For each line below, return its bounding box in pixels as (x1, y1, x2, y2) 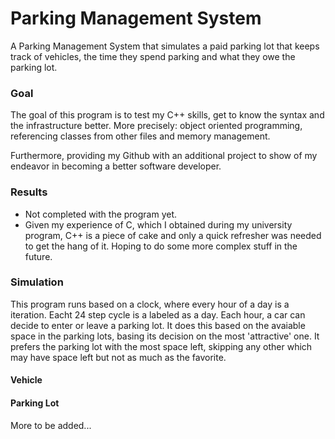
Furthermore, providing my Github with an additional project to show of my (10, 150, 318, 162)
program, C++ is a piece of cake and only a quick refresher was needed (24, 229, 322, 241)
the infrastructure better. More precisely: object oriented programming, (10, 120, 303, 132)
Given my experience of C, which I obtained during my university (24, 218, 293, 231)
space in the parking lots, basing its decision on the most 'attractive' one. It (10, 330, 320, 342)
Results (10, 185, 48, 199)
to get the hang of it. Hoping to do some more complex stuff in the (24, 240, 298, 252)
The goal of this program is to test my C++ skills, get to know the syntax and (10, 109, 325, 121)
